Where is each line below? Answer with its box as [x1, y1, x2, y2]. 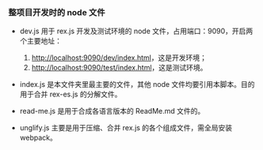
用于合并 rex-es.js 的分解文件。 [19, 89, 122, 99]
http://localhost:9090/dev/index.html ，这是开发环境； [31, 53, 208, 62]
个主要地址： [19, 36, 62, 46]
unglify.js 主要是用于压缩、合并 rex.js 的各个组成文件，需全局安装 [19, 123, 233, 133]
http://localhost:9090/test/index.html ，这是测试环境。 [31, 63, 208, 73]
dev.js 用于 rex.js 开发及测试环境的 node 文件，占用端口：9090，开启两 [19, 26, 253, 36]
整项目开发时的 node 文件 [8, 6, 105, 17]
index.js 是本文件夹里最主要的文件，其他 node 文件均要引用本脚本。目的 [19, 80, 255, 89]
